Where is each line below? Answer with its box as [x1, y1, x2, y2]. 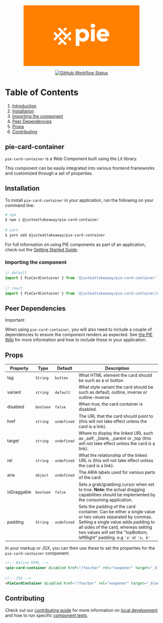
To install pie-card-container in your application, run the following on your [5, 197, 154, 203]
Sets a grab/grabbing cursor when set [78, 481, 154, 487]
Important [5, 317, 25, 323]
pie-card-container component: [5, 550, 69, 556]
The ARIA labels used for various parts [78, 469, 155, 475]
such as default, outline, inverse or [78, 389, 147, 395]
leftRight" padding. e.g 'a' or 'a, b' [78, 534, 151, 540]
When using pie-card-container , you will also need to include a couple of [5, 327, 152, 332]
